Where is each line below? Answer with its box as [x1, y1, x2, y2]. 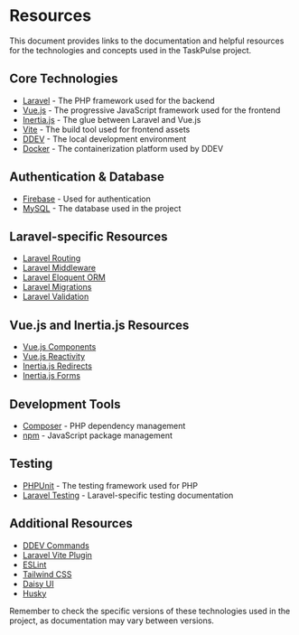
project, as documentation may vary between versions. [9, 615, 215, 626]
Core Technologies [9, 71, 119, 87]
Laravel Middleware [22, 263, 97, 274]
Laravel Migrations [22, 282, 92, 293]
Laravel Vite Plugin [22, 549, 93, 560]
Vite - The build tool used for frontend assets [22, 124, 191, 135]
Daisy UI [22, 578, 54, 589]
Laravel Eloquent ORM [22, 272, 106, 283]
